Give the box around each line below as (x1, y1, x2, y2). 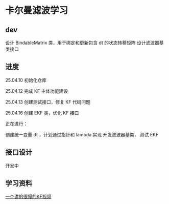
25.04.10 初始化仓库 (5, 77, 47, 83)
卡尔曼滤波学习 (5, 5, 68, 16)
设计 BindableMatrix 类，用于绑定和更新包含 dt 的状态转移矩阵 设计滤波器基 (5, 39, 164, 46)
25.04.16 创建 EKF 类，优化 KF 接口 (5, 110, 79, 116)
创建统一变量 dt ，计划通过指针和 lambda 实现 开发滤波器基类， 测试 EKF (5, 131, 159, 137)
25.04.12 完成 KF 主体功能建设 (5, 88, 68, 94)
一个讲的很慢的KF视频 (5, 193, 52, 200)
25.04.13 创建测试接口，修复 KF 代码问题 (5, 98, 91, 105)
